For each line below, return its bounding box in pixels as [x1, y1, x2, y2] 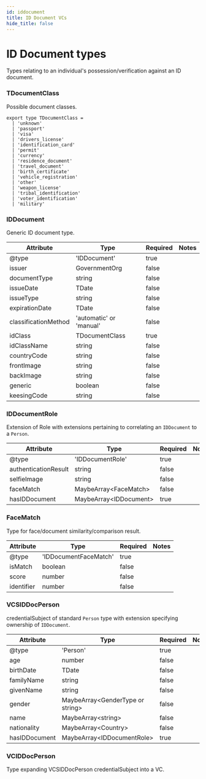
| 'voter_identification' [12, 195, 78, 201]
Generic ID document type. [6, 228, 75, 236]
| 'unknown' [12, 120, 43, 126]
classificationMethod [9, 317, 70, 326]
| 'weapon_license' [12, 185, 62, 191]
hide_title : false [6, 20, 53, 26]
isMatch [9, 562, 32, 571]
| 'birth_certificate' [12, 168, 70, 175]
